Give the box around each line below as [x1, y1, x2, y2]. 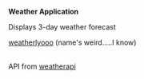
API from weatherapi [8, 61, 76, 71]
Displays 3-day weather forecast [8, 22, 116, 31]
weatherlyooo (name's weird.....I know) [8, 38, 137, 47]
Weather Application [8, 7, 79, 16]
